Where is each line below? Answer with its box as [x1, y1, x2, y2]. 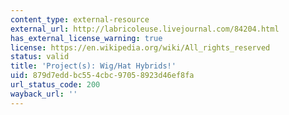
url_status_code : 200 [10, 80, 101, 90]
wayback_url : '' [10, 89, 78, 99]
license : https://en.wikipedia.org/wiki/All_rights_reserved [10, 42, 271, 53]
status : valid [10, 52, 70, 62]
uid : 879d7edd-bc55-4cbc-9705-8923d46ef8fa [10, 71, 195, 81]
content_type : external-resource [10, 14, 150, 25]
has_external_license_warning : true [10, 33, 163, 43]
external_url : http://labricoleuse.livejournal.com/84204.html [10, 24, 280, 34]
